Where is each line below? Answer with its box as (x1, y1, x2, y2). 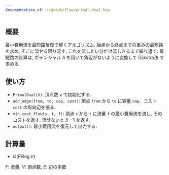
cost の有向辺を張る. (12, 104, 56, 111)
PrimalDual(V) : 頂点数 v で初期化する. (12, 92, 91, 98)
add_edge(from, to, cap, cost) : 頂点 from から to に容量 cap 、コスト (12, 98, 157, 104)
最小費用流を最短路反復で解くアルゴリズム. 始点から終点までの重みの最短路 (5, 42, 163, 48)
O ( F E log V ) (12, 153, 36, 160)
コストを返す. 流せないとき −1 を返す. (12, 117, 91, 123)
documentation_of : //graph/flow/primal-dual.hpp (5, 7, 110, 13)
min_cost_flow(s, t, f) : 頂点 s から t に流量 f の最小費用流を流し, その (12, 111, 162, 117)
